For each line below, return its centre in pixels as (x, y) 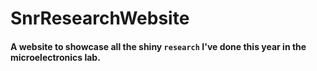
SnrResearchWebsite (100, 18)
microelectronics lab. (55, 57)
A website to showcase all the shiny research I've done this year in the (158, 46)
